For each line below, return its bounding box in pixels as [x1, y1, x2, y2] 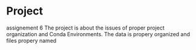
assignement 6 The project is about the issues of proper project [6, 24, 165, 31]
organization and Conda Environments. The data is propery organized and [6, 30, 191, 37]
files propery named [6, 37, 57, 44]
